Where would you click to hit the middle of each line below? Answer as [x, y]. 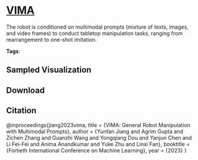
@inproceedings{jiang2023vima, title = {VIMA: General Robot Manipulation [98, 125]
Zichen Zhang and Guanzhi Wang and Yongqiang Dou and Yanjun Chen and [99, 137]
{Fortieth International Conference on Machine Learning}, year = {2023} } [96, 150]
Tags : [13, 51]
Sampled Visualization [49, 70]
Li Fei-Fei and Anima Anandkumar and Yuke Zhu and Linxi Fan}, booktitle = [98, 144]
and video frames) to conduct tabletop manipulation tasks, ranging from [95, 33]
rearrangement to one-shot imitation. [52, 39]
